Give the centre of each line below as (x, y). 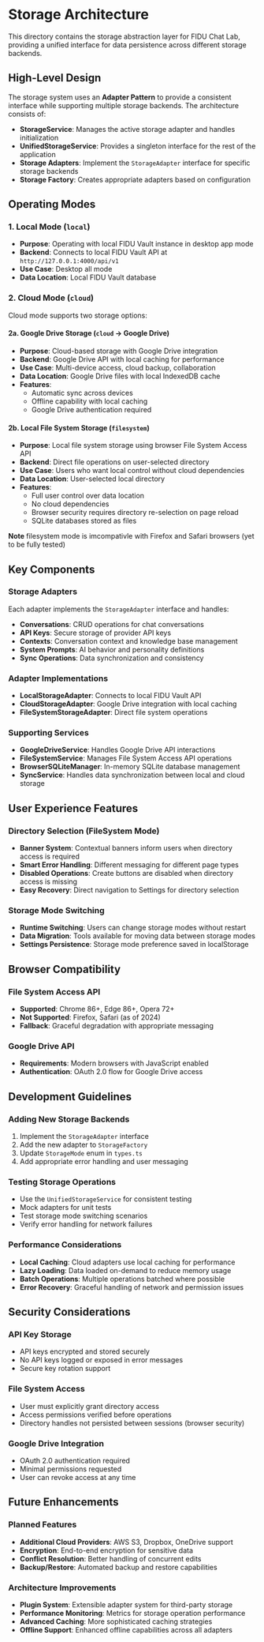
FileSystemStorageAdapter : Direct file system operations (113, 712)
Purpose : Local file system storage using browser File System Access (133, 445)
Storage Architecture (79, 15)
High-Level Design (55, 78)
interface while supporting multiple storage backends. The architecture (123, 105)
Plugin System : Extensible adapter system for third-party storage (126, 1604)
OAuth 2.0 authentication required (74, 1460)
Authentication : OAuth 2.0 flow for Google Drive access (111, 1072)
